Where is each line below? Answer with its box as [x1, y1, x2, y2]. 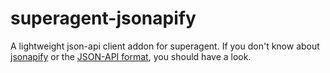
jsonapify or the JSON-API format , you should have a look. [10, 50, 252, 62]
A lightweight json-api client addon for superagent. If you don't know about [10, 40, 320, 52]
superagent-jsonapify [10, 7, 197, 30]
